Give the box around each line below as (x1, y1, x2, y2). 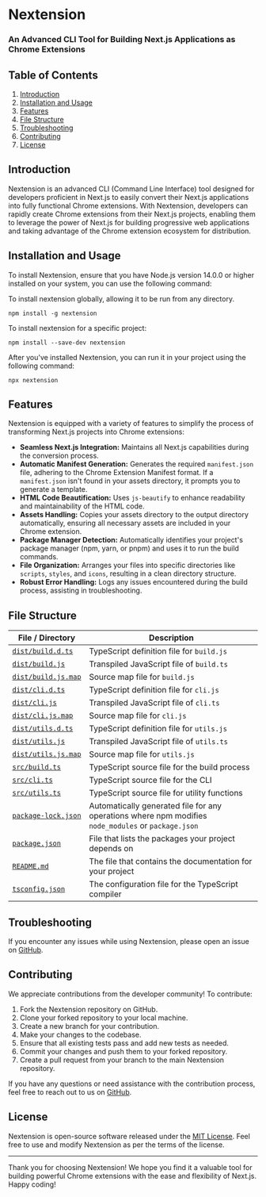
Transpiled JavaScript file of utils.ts (89, 736, 228, 747)
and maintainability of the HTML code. (19, 501, 145, 511)
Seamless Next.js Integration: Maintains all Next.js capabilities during (19, 443, 249, 452)
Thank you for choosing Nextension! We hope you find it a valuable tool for (8, 1162, 253, 1172)
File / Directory (17, 632, 76, 643)
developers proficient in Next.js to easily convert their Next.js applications (8, 192, 249, 201)
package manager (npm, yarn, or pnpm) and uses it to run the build (19, 543, 240, 553)
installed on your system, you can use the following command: (8, 278, 212, 288)
